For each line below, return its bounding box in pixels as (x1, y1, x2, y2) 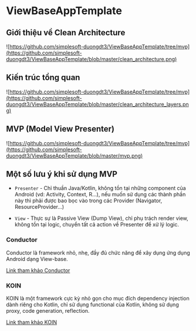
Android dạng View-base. (6, 255, 69, 262)
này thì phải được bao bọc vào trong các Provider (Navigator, (14, 197, 163, 204)
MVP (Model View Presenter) (6, 124, 114, 134)
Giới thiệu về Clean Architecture (6, 28, 126, 38)
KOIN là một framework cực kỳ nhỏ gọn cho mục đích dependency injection (6, 295, 190, 302)
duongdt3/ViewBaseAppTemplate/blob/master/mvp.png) (6, 152, 143, 159)
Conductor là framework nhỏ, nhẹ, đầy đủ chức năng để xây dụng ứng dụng (6, 249, 191, 256)
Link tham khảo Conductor (6, 266, 70, 274)
